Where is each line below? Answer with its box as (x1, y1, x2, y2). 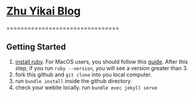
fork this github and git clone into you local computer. (15, 71, 152, 78)
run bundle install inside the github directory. (15, 77, 133, 84)
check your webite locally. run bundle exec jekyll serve (15, 84, 158, 91)
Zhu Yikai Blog (6, 4, 81, 18)
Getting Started (6, 42, 66, 52)
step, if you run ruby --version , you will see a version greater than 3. (15, 64, 189, 72)
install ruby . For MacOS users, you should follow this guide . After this (15, 58, 189, 65)
